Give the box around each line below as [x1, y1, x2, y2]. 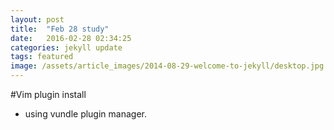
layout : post [10, 14, 65, 25]
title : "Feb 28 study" [10, 24, 110, 34]
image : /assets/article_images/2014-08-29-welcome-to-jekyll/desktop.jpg [10, 61, 325, 71]
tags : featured [10, 52, 74, 62]
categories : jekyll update [10, 42, 123, 53]
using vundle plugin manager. [24, 108, 147, 120]
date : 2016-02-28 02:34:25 [10, 33, 132, 43]
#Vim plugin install [10, 89, 87, 100]
